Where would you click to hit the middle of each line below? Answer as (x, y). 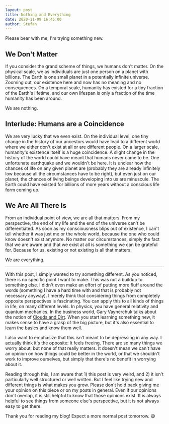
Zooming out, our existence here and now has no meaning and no (73, 82)
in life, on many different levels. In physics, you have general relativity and (82, 306)
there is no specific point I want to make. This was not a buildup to (74, 279)
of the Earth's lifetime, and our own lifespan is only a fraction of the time (80, 93)
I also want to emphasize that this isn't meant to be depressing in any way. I (83, 337)
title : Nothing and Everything (38, 15)
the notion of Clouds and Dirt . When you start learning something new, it (80, 317)
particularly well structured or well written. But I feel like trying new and (79, 379)
